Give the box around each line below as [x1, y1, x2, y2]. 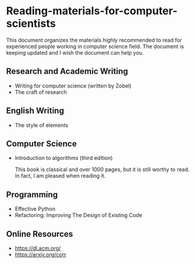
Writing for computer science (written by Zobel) [14, 82, 132, 89]
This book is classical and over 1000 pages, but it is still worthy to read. [14, 166, 190, 173]
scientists [6, 17, 56, 30]
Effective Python [14, 205, 55, 212]
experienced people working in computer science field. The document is [6, 43, 184, 50]
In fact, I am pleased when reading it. [14, 172, 106, 180]
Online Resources [6, 229, 73, 239]
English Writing [6, 106, 64, 116]
